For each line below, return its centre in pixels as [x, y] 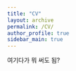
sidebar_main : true [35, 40]
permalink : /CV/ [30, 26]
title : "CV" [24, 14]
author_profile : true [38, 33]
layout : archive [30, 20]
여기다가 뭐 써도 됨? [34, 61]
